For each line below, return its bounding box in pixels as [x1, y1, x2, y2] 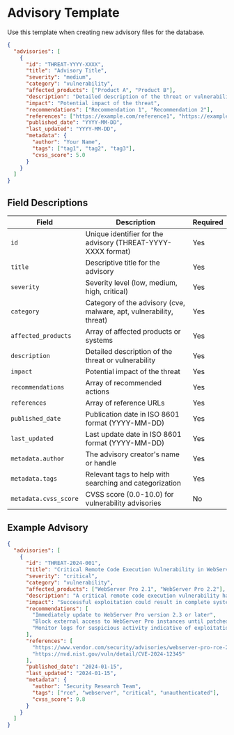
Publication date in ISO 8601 [85, 410, 180, 419]
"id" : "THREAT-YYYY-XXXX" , [25, 61, 104, 68]
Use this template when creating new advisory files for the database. [7, 28, 205, 36]
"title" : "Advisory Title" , [25, 68, 108, 75]
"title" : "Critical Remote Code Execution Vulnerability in [25, 566, 204, 573]
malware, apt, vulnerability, [85, 307, 174, 316]
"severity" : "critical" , [25, 573, 98, 580]
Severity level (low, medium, [85, 278, 178, 287]
